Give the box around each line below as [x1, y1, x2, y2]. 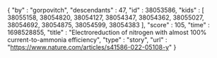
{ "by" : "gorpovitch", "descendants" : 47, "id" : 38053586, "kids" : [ [7, 6, 205, 14]
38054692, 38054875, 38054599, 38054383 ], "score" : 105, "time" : [7, 21, 210, 29]
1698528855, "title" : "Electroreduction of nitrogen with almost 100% [7, 28, 207, 36]
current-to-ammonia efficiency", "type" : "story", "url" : [7, 36, 168, 44]
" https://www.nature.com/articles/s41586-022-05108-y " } [7, 43, 177, 51]
